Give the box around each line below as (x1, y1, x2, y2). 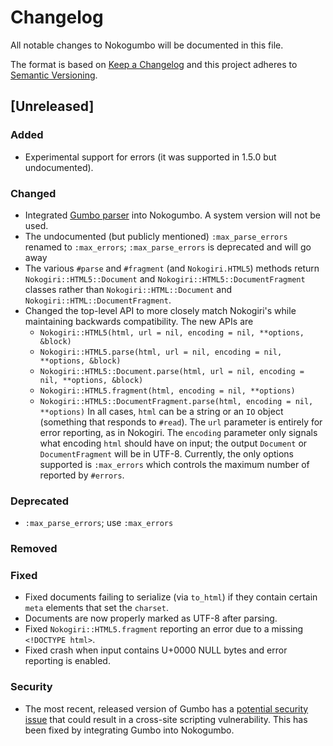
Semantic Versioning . (10, 69, 98, 81)
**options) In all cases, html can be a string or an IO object (39, 405, 284, 417)
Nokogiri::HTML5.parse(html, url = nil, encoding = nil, (39, 347, 283, 357)
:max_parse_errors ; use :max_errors (24, 517, 174, 529)
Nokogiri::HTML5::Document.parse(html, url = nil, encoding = (39, 366, 305, 376)
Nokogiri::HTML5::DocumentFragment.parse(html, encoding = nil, (39, 396, 314, 406)
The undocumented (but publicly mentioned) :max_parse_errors (24, 230, 288, 242)
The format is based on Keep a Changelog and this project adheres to (10, 58, 298, 70)
